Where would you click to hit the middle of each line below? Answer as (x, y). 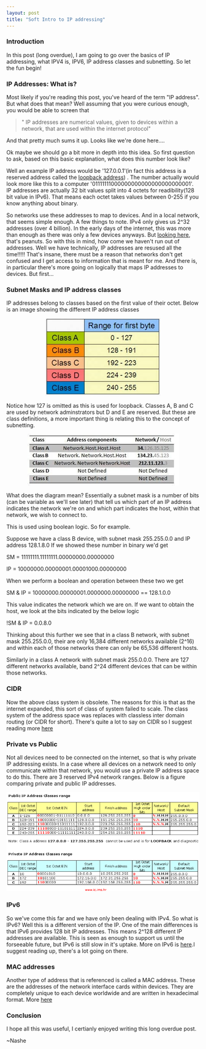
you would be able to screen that (48, 110)
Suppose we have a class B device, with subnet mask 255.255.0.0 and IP (98, 539)
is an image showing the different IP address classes (73, 310)
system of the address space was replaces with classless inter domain (96, 715)
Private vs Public (32, 744)
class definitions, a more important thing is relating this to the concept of (98, 419)
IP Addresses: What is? (42, 84)
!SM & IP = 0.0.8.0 (29, 623)
